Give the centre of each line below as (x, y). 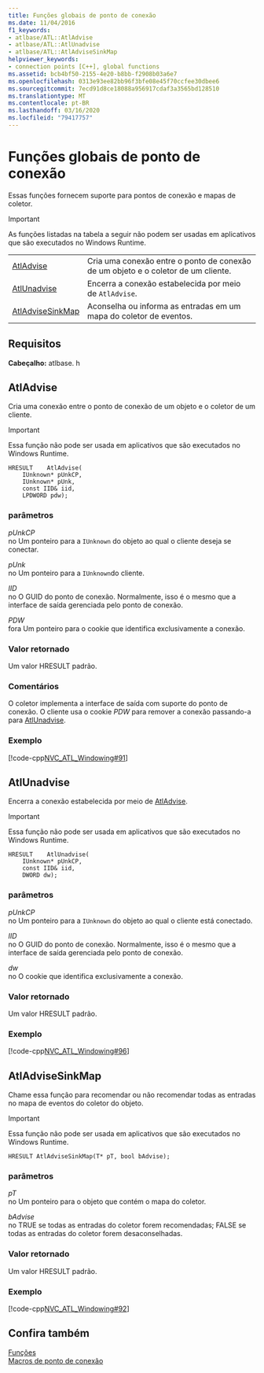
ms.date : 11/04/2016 (42, 23)
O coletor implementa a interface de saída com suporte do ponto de (118, 703)
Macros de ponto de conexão (56, 1360)
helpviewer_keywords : (44, 60)
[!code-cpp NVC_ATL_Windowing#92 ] (69, 1309)
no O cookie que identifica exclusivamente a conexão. (95, 976)
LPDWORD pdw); (45, 496)
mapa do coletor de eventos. (140, 316)
